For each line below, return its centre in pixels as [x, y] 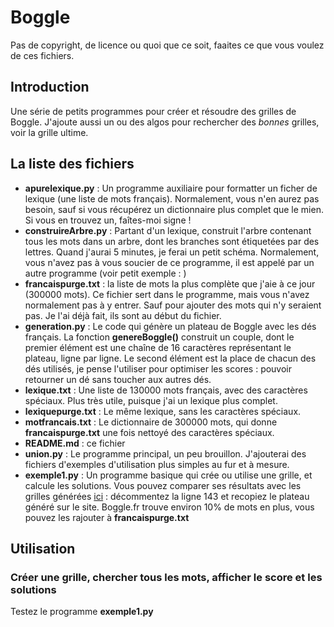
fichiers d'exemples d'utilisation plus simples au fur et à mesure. [157, 464]
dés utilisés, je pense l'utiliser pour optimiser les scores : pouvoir [158, 368]
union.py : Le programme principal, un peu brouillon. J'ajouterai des [165, 453]
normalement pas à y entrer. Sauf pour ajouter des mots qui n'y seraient [173, 305]
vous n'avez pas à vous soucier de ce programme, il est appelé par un [169, 262]
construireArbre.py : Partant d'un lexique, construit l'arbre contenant [168, 230]
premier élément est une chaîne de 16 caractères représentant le [158, 347]
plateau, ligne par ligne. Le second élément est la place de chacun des [170, 358]
